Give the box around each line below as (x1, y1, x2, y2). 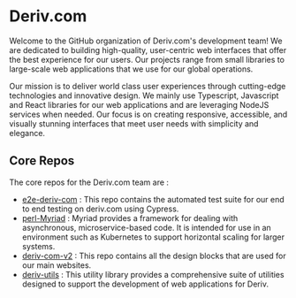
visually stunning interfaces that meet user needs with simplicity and (9, 118, 259, 129)
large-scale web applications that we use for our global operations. (9, 64, 254, 74)
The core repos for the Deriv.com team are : (9, 177, 170, 187)
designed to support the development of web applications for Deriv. (21, 279, 269, 289)
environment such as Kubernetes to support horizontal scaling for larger (21, 232, 285, 242)
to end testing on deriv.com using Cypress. (21, 203, 179, 214)
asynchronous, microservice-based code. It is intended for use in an (21, 222, 271, 233)
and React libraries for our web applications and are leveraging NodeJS (9, 99, 269, 110)
